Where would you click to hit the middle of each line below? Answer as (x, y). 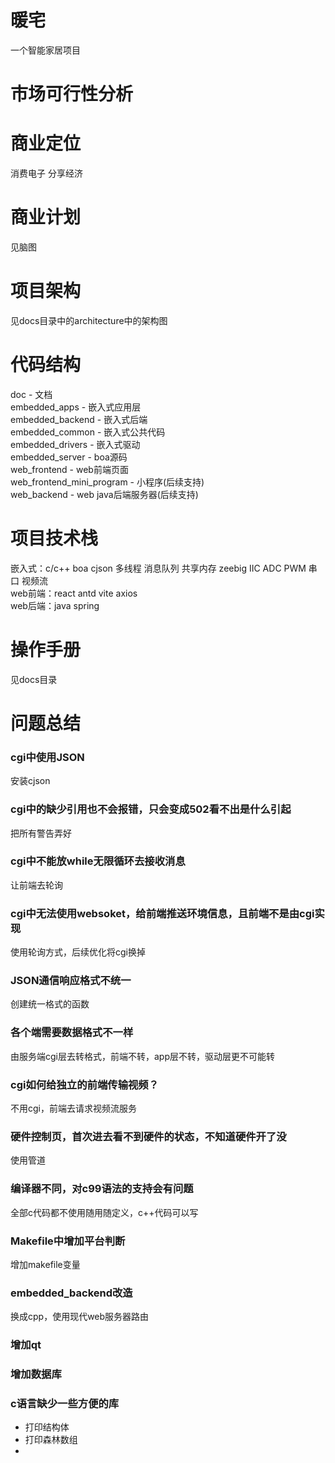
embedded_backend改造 (71, 1293)
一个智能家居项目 (45, 50)
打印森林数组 (51, 1440)
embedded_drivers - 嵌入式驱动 (75, 444)
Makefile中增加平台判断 (68, 1241)
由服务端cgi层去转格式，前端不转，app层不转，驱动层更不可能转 (142, 1056)
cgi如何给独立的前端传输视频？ (85, 1084)
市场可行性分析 (72, 94)
